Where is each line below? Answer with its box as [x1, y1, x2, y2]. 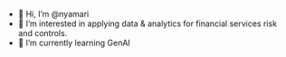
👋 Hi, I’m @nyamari [17, 9, 90, 19]
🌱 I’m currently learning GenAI [17, 37, 131, 48]
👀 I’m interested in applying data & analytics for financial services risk [17, 18, 278, 29]
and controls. [17, 28, 68, 38]
